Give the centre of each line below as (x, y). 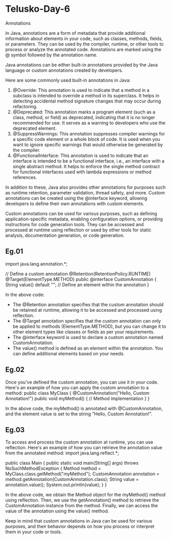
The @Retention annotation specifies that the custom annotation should (88, 304)
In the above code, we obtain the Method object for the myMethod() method (86, 495)
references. (25, 177)
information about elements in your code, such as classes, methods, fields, (84, 38)
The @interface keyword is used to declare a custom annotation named (88, 337)
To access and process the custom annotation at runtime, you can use (79, 442)
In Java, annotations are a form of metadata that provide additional (75, 33)
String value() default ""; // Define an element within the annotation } (77, 285)
